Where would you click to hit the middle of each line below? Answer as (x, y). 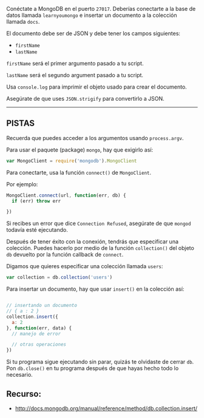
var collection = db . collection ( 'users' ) (59, 278)
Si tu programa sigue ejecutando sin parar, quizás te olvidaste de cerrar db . (100, 362)
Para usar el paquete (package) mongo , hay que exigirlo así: (80, 150)
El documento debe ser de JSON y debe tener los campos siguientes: (93, 33)
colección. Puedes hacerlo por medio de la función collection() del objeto (100, 248)
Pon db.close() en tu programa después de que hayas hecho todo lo (93, 368)
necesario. (20, 375)
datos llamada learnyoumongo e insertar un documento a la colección (92, 15)
